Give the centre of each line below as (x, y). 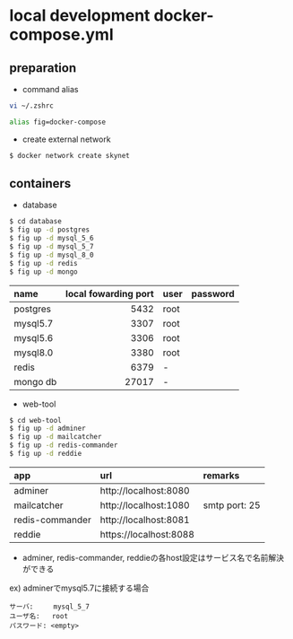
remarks (221, 475)
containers (40, 184)
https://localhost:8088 (147, 534)
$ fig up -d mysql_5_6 (52, 239)
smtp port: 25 (232, 505)
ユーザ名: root (39, 616)
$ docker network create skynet (69, 155)
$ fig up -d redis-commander (64, 445)
